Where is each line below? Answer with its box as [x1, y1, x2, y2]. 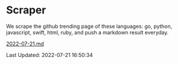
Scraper [6, 3, 46, 17]
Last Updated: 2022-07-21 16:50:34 [6, 51, 93, 58]
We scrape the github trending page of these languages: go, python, [6, 23, 173, 30]
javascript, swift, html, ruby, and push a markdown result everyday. [6, 29, 169, 35]
